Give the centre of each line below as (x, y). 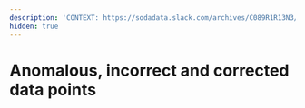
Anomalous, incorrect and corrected (149, 71)
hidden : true (34, 26)
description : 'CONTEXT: (54, 18)
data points (53, 90)
